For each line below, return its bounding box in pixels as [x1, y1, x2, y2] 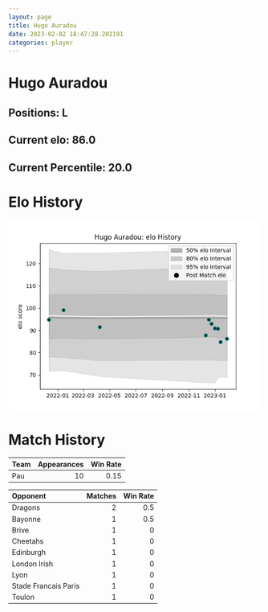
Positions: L [8, 105, 68, 120]
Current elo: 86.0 [8, 133, 96, 147]
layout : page [8, 13, 52, 21]
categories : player [8, 39, 74, 47]
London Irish [11, 559, 54, 569]
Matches [86, 491, 117, 501]
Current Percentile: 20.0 [8, 161, 132, 175]
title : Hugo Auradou [8, 21, 78, 30]
